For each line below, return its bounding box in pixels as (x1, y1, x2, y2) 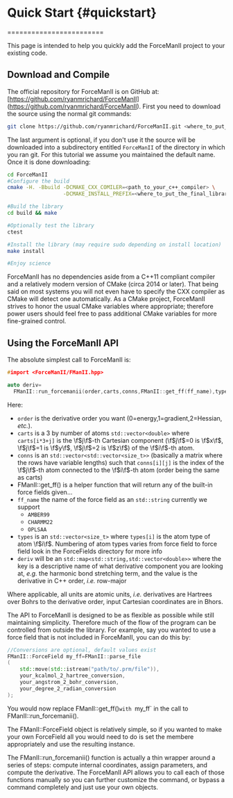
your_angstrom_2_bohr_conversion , (19, 679, 119, 686)
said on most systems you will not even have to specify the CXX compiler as (7, 287, 225, 296)
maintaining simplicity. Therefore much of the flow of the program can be (7, 618, 216, 626)
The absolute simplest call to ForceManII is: (7, 356, 131, 364)
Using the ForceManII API (7, 337, 119, 349)
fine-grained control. (7, 317, 67, 325)
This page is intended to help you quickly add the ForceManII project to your (7, 41, 225, 49)
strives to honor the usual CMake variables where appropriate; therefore (7, 302, 214, 311)
